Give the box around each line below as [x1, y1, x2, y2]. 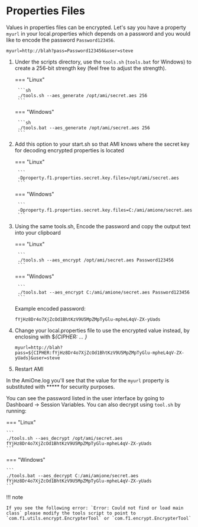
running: [6, 407, 27, 414]
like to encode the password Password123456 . [6, 36, 115, 43]
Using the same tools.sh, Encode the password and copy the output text [14, 222, 191, 229]
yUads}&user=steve [14, 354, 60, 361]
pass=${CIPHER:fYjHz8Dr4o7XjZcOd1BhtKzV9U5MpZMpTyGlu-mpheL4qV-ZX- [14, 350, 184, 356]
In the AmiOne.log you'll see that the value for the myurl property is [6, 376, 170, 384]
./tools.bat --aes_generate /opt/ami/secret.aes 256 [17, 124, 150, 131]
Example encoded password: [14, 305, 86, 312]
